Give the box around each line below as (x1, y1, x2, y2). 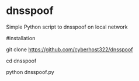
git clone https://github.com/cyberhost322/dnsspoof (6, 45, 133, 53)
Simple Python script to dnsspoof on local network (6, 23, 128, 30)
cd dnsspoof (6, 57, 37, 64)
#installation (6, 34, 36, 41)
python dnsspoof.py (6, 68, 54, 75)
